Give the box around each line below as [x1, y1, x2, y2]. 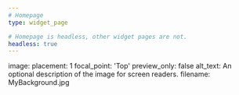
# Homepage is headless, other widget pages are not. [8, 33, 188, 40]
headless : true [8, 40, 58, 47]
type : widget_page [8, 19, 68, 26]
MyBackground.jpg [8, 78, 70, 87]
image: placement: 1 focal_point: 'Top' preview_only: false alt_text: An [8, 62, 233, 71]
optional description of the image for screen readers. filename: [8, 69, 211, 79]
